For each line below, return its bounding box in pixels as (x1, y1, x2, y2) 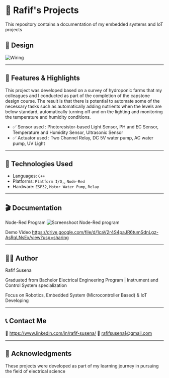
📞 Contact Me (5, 317, 47, 325)
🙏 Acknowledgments (5, 349, 72, 358)
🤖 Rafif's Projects (5, 5, 79, 16)
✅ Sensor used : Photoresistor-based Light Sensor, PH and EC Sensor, (12, 123, 159, 130)
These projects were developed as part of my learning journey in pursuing (5, 362, 159, 369)
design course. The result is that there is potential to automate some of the (5, 98, 160, 104)
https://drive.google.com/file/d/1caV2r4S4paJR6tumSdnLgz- (32, 229, 159, 236)
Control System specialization (5, 282, 67, 288)
